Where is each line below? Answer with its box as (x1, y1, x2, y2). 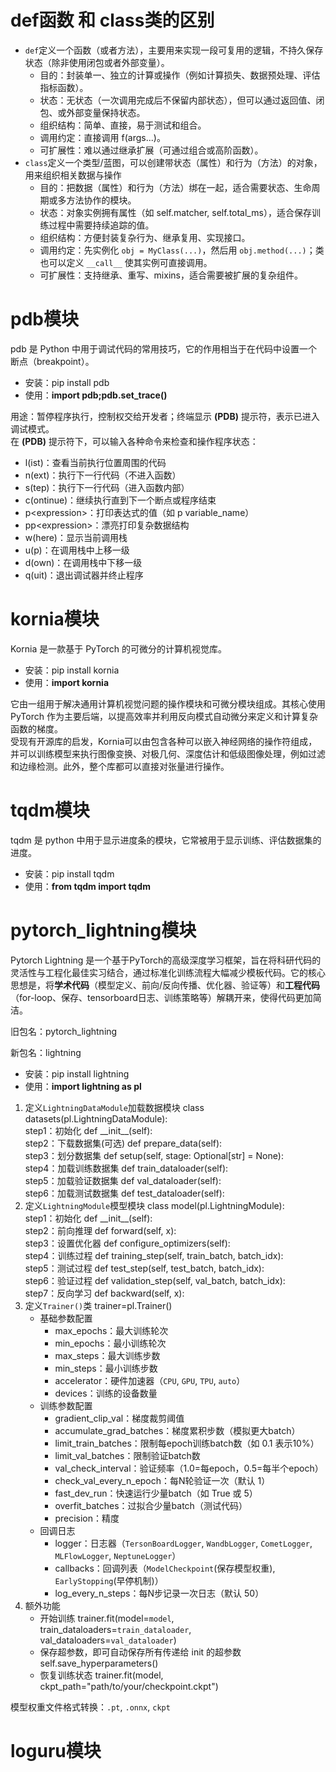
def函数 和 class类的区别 (10, 9, 215, 32)
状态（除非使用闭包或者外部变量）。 (24, 56, 170, 68)
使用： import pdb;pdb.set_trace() (24, 389, 168, 401)
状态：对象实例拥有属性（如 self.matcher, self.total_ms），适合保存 (39, 206, 312, 218)
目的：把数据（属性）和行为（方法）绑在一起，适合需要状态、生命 (39, 181, 312, 193)
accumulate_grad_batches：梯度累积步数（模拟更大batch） (54, 1424, 301, 1436)
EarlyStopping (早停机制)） (54, 1574, 164, 1586)
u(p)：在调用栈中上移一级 (24, 544, 130, 556)
